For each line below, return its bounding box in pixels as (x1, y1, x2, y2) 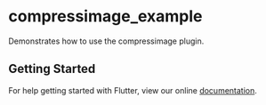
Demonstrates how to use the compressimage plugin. (8, 36, 205, 46)
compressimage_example (8, 6, 203, 27)
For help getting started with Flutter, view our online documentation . (8, 85, 257, 95)
